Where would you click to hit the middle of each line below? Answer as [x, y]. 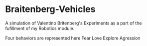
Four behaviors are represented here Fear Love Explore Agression [73, 38]
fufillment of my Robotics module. [40, 28]
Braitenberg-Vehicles [50, 9]
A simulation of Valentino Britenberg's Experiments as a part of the [73, 23]
